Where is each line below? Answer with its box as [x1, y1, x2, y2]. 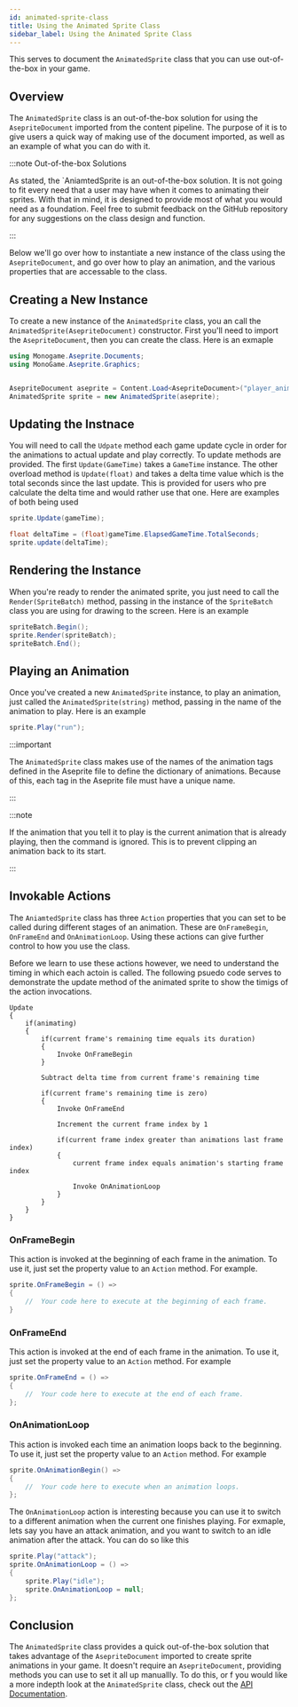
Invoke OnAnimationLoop [72, 1182, 161, 1191]
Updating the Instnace [9, 417, 135, 432]
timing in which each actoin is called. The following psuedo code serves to [9, 967, 282, 978]
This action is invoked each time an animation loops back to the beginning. [9, 1439, 282, 1449]
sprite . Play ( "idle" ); [25, 1576, 105, 1585]
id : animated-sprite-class [9, 12, 109, 22]
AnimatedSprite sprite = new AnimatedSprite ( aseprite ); [9, 392, 220, 401]
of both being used [9, 496, 79, 507]
